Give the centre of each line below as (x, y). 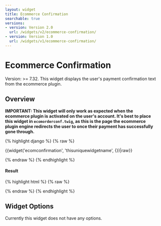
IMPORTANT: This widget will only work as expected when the (69, 111)
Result (12, 171)
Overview (20, 99)
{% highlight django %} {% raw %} (40, 141)
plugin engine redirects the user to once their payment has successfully (79, 126)
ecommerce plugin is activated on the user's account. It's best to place (78, 116)
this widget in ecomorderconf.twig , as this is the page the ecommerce (75, 121)
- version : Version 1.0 (29, 37)
